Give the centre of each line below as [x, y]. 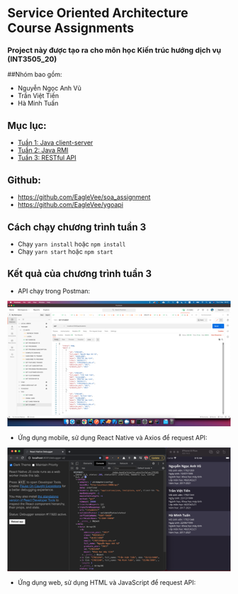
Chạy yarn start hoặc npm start [65, 251]
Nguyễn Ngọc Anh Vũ [49, 88]
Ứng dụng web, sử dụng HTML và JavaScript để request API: [107, 583]
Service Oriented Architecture [98, 13]
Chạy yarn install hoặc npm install [72, 244]
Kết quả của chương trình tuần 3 [80, 274]
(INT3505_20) [32, 60]
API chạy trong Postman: [54, 291]
